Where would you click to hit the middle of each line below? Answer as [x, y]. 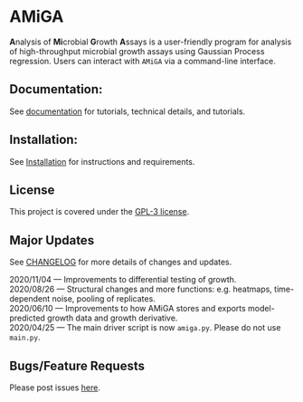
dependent [30, 299]
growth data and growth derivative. [112, 318]
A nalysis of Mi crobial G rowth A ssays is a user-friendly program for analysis [151, 42]
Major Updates [52, 240]
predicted [27, 318]
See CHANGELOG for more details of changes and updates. [121, 262]
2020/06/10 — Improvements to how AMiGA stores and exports [128, 309]
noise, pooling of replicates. [104, 299]
